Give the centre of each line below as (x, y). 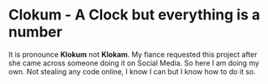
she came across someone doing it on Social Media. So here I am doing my (134, 63)
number (36, 32)
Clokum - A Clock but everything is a (134, 15)
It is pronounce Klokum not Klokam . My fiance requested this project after (133, 54)
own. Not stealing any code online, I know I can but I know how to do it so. (132, 71)
